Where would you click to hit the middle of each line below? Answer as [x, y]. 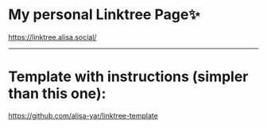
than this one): [57, 94]
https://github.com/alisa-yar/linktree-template [83, 115]
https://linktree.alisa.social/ [52, 37]
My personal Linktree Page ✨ [104, 15]
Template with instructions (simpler [128, 77]
